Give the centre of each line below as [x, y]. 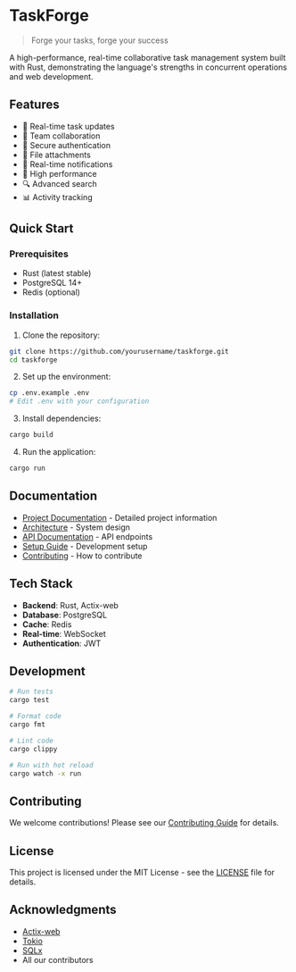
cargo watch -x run [45, 774]
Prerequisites [39, 254]
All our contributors [58, 959]
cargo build [31, 435]
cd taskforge [33, 360]
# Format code [36, 716]
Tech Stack [41, 584]
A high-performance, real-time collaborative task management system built [148, 57]
